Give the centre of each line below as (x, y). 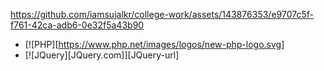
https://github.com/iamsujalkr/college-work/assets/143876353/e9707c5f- (162, 14)
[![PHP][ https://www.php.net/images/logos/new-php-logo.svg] (154, 44)
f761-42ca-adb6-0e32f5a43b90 (77, 25)
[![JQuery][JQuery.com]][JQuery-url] (102, 55)
